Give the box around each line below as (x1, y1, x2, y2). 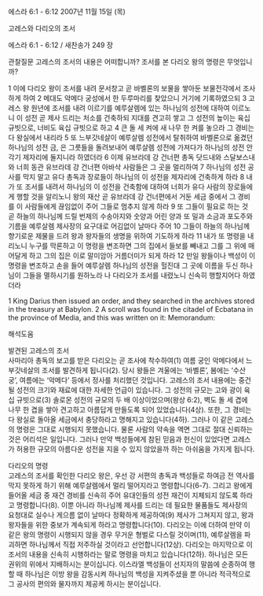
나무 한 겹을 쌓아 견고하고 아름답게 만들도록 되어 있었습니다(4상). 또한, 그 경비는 (8, 405, 252, 414)
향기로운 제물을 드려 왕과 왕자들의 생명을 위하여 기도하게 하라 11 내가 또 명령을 (8, 231, 246, 240)
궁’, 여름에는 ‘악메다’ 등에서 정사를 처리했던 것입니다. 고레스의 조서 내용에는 (8, 376, 237, 384)
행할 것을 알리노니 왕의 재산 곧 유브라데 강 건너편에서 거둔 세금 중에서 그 (16, 192, 236, 201)
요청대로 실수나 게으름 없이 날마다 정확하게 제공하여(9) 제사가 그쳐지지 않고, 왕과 (8, 510, 254, 520)
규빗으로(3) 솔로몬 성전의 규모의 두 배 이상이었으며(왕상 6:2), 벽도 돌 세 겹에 (16, 395, 249, 404)
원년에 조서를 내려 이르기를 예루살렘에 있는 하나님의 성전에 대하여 (31, 103, 230, 113)
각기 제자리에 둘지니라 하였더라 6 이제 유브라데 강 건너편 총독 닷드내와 (8, 153, 222, 161)
